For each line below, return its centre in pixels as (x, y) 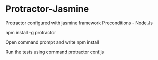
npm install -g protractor (31, 32)
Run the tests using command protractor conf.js (55, 52)
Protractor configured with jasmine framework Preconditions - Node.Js (79, 23)
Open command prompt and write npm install (52, 42)
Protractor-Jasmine (47, 9)
